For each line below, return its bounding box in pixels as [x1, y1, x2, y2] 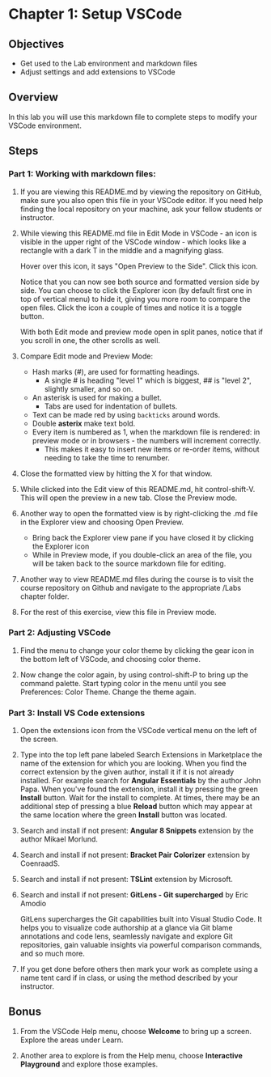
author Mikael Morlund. [19, 834, 99, 844]
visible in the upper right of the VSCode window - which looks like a [19, 236, 247, 247]
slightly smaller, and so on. [44, 384, 133, 393]
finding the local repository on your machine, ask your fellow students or [19, 204, 263, 214]
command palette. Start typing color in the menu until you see [19, 678, 227, 688]
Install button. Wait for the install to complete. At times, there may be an [19, 793, 260, 803]
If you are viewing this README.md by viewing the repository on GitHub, [19, 187, 262, 197]
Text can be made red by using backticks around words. [32, 409, 221, 419]
